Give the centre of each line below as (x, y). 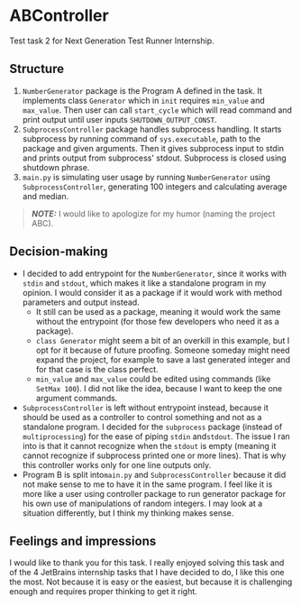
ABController (59, 16)
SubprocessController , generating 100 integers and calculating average (155, 187)
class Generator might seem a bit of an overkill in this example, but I (163, 340)
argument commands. (77, 398)
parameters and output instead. (81, 302)
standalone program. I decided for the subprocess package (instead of (152, 427)
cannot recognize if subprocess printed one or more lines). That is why (154, 455)
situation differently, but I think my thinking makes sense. (128, 513)
